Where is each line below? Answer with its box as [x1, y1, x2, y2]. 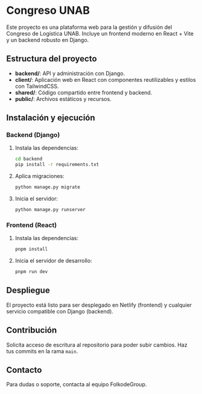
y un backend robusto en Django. [6, 36, 89, 43]
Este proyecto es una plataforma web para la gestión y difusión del [6, 23, 172, 31]
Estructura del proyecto [6, 54, 98, 64]
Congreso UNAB [6, 4, 90, 17]
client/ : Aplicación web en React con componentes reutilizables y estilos [14, 76, 196, 83]
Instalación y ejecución [6, 112, 95, 123]
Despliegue [6, 285, 50, 295]
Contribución [6, 325, 57, 336]
